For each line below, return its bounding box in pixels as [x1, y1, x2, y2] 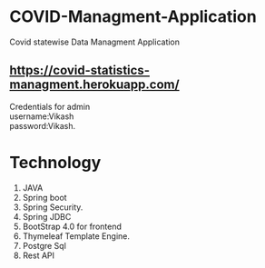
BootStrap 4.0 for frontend [22, 221, 123, 232]
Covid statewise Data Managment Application [9, 36, 180, 47]
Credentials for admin [9, 101, 91, 112]
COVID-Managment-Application [9, 6, 257, 27]
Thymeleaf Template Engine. [22, 230, 130, 242]
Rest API [22, 250, 55, 261]
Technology [9, 152, 102, 173]
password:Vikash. [9, 120, 76, 131]
